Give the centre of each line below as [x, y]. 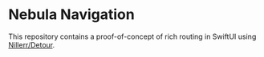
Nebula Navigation [71, 15]
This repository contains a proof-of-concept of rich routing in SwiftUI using [132, 36]
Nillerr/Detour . [32, 44]
